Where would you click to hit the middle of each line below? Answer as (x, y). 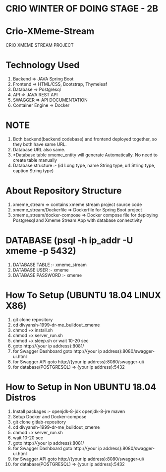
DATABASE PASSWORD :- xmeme (47, 275)
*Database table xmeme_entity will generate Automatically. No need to (85, 155)
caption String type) (33, 171)
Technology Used (43, 65)
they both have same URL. (40, 144)
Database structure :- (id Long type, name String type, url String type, (84, 165)
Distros (21, 398)
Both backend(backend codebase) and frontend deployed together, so (85, 139)
